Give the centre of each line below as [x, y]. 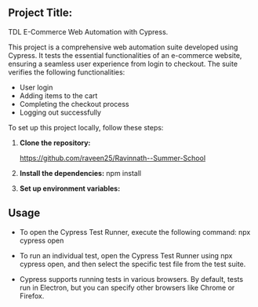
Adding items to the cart [58, 95]
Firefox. [32, 296]
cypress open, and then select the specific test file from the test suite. [133, 264]
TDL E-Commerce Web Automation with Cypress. [88, 31]
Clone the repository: [55, 143]
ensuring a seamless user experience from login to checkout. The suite [123, 64]
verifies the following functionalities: [67, 72]
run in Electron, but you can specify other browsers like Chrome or [127, 287]
